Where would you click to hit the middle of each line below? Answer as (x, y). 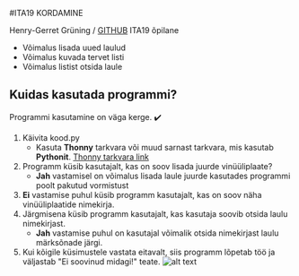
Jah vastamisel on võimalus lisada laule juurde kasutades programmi (163, 176)
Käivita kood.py (51, 137)
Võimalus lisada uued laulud (74, 47)
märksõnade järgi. (69, 242)
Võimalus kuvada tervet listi (73, 57)
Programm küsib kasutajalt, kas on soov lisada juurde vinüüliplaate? (147, 166)
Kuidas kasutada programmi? (93, 95)
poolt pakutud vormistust (82, 185)
